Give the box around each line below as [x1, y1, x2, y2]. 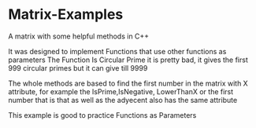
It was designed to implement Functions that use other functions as [8, 46, 227, 56]
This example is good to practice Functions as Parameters [8, 110, 197, 119]
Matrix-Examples [8, 5, 124, 24]
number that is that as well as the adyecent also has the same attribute [8, 95, 238, 104]
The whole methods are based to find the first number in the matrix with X [8, 79, 248, 88]
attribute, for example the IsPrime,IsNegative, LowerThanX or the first [8, 86, 234, 96]
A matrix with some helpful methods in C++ [8, 31, 150, 41]
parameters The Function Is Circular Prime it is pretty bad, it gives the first [8, 55, 248, 64]
